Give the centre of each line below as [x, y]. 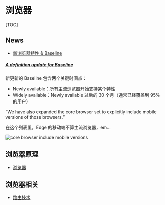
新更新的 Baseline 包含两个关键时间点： [46, 78]
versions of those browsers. [34, 117]
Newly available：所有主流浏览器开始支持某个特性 [64, 89]
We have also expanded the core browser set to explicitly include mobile [82, 112]
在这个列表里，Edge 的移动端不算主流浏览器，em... [58, 127]
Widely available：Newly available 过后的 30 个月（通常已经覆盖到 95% [86, 95]
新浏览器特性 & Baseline [37, 53]
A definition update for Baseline [39, 65]
